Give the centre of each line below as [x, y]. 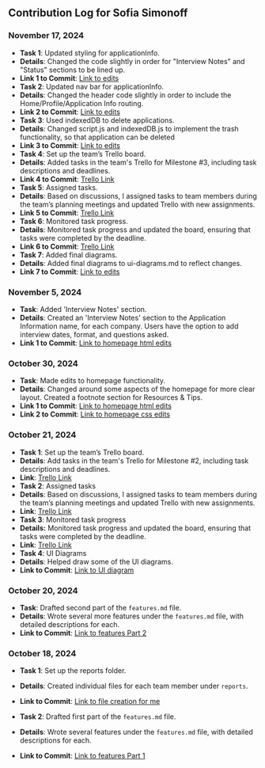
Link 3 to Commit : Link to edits [70, 145]
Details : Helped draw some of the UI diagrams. [97, 561]
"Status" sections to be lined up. [72, 70]
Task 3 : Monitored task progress [73, 519]
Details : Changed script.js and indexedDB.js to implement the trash [129, 128]
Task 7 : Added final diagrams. [68, 255]
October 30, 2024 [44, 363]
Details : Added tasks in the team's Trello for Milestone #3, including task [138, 162]
